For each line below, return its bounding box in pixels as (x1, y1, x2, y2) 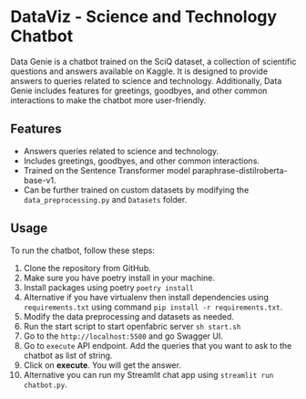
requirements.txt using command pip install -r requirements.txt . (23, 301, 283, 312)
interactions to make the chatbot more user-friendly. (10, 94, 207, 106)
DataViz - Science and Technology (10, 6, 277, 27)
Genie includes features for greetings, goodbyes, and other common (10, 85, 268, 96)
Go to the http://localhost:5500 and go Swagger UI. (23, 331, 224, 341)
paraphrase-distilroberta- (191, 164, 288, 175)
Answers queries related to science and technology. (23, 145, 219, 156)
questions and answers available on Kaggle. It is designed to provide (10, 66, 268, 77)
